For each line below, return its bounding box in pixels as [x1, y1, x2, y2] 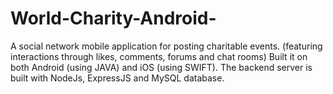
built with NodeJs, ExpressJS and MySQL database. [10, 72, 225, 84]
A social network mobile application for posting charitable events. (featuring [10, 40, 323, 52]
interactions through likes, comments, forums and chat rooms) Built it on [10, 50, 308, 62]
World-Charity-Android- [10, 7, 217, 30]
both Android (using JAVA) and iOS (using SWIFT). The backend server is [10, 61, 313, 73]
